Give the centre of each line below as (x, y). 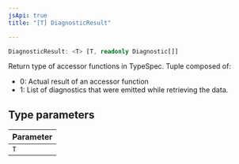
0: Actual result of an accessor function (84, 82)
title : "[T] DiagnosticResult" (60, 23)
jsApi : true (28, 15)
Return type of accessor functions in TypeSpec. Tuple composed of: (120, 66)
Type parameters (51, 115)
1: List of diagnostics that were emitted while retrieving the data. (124, 90)
